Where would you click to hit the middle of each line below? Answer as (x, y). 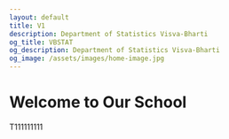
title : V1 (28, 26)
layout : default (39, 17)
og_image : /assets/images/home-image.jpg (87, 58)
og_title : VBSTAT (41, 42)
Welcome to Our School (98, 102)
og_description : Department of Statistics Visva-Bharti (114, 50)
